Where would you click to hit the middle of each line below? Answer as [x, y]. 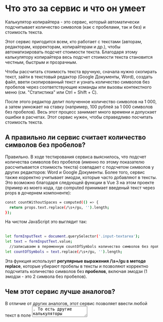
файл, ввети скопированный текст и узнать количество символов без [77, 82]
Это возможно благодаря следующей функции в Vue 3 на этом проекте [80, 182]
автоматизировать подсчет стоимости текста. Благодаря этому [71, 52]
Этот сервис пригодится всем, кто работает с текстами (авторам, [73, 41]
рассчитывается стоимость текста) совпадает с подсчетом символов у [80, 167]
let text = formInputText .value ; [39, 241]
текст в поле [18, 315]
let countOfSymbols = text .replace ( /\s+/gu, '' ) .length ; [64, 252]
